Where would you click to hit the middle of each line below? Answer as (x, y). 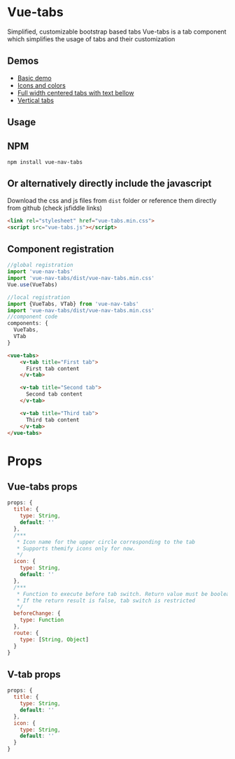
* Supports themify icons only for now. (76, 548)
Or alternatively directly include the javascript (109, 184)
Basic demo (34, 78)
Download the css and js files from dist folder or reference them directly (112, 200)
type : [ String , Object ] (55, 639)
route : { (26, 633)
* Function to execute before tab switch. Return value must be (112, 594)
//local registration (39, 297)
